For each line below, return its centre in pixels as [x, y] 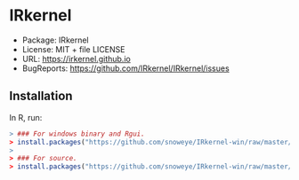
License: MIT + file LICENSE [73, 49]
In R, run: [26, 117]
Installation [41, 96]
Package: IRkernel [55, 40]
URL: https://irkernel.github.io [76, 59]
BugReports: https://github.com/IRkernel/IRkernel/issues [125, 68]
